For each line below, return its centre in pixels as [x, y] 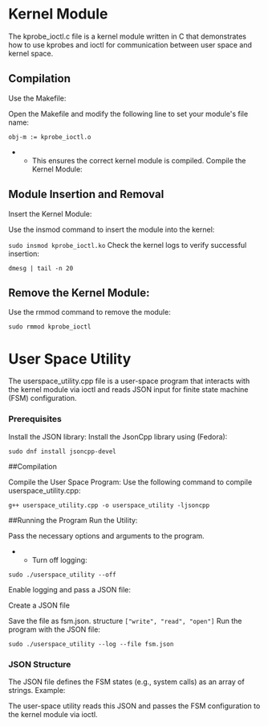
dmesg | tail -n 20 [41, 268]
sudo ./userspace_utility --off [62, 575]
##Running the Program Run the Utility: [73, 520]
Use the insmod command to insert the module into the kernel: [112, 229]
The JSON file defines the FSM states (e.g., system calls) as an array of [126, 682]
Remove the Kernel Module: [79, 293]
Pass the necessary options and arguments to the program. [106, 535]
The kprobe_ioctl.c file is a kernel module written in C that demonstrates [128, 36]
